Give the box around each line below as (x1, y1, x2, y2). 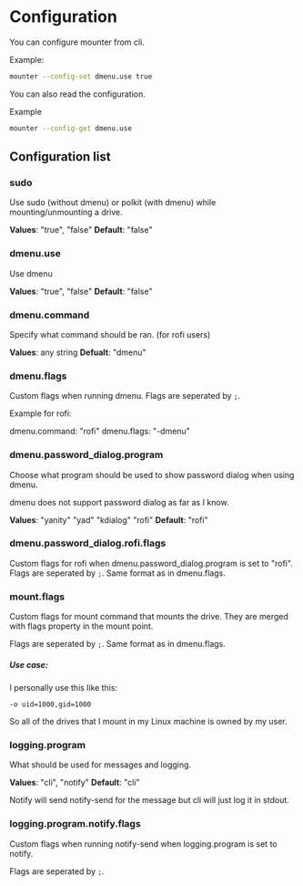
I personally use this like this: (9, 683, 118, 693)
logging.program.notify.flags (9, 818, 141, 830)
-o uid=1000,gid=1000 (9, 700, 92, 709)
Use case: (9, 659, 48, 670)
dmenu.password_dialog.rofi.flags (9, 537, 167, 549)
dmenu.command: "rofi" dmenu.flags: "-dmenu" (9, 426, 191, 437)
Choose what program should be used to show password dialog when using (9, 469, 295, 480)
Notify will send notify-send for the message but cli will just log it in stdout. (9, 795, 289, 806)
